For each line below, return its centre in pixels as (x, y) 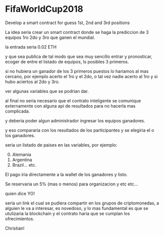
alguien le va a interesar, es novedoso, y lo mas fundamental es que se (77, 208)
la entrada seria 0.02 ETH (31, 47)
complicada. (18, 111)
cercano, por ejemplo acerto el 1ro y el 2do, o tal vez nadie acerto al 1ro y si (82, 76)
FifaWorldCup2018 (44, 9)
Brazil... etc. (24, 165)
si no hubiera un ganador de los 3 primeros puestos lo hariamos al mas (77, 71)
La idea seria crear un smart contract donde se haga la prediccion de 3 (77, 32)
